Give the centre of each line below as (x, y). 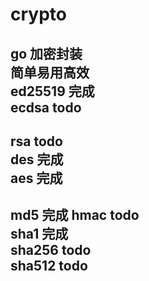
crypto (38, 14)
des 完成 (37, 159)
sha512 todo (49, 266)
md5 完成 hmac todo (75, 215)
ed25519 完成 (52, 91)
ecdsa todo (46, 107)
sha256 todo (51, 250)
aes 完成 (36, 178)
